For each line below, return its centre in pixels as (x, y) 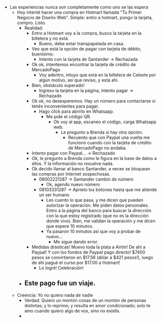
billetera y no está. (50, 38)
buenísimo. (43, 54)
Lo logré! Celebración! (61, 268)
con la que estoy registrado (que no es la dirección (98, 216)
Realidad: (34, 28)
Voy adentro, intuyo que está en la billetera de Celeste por (98, 75)
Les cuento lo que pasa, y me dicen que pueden (95, 200)
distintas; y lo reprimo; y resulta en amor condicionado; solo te (87, 305)
